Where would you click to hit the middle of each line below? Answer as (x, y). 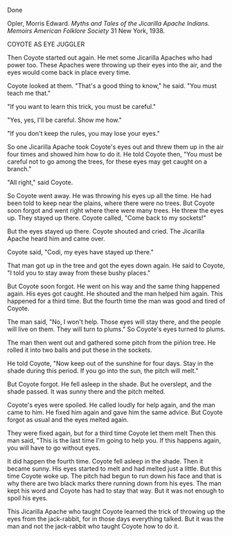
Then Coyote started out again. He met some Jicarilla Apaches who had (110, 58)
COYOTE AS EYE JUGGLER (46, 44)
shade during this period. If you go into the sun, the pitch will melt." (103, 371)
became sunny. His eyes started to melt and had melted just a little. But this (115, 468)
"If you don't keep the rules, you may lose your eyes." (84, 133)
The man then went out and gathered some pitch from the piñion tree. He (111, 343)
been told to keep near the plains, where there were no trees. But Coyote (111, 203)
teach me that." (29, 93)
